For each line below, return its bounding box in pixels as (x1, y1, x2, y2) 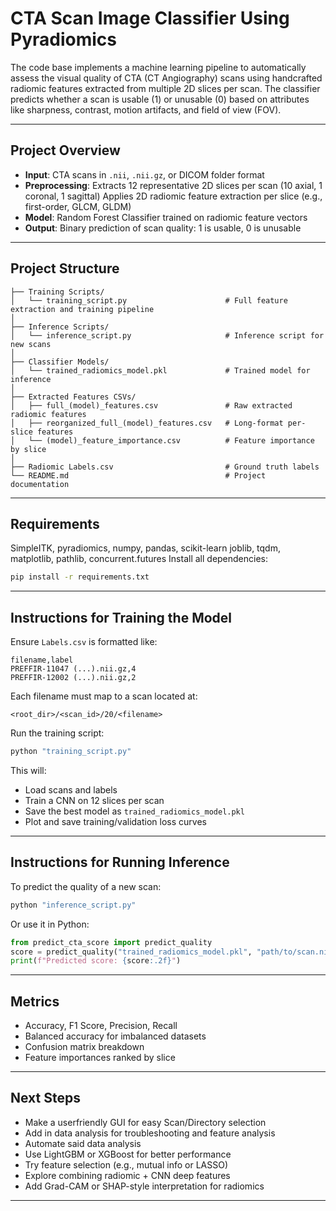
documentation (10, 479, 70, 489)
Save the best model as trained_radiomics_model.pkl (24, 805, 245, 817)
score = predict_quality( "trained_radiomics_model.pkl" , (10, 947, 253, 957)
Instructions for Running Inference (10, 854, 230, 871)
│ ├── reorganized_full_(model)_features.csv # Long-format (10, 418, 284, 428)
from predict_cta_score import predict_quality (10, 937, 213, 947)
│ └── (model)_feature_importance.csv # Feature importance (10, 435, 315, 446)
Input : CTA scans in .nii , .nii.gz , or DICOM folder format (24, 168, 265, 181)
